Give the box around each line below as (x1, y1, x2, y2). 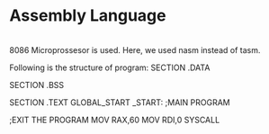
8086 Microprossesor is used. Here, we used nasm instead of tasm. (9, 44, 261, 55)
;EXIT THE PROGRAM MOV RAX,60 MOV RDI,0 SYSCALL (9, 114, 220, 125)
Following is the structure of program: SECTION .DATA (9, 62, 211, 73)
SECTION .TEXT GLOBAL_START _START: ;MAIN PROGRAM (9, 96, 231, 108)
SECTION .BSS (9, 79, 65, 90)
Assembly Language (9, 5, 166, 26)
